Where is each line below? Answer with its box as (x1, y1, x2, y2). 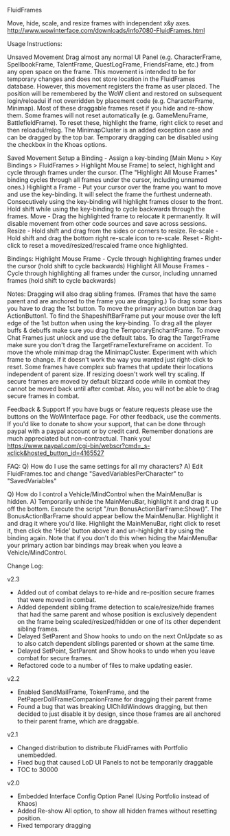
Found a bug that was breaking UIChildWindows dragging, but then (16, 703, 208, 710)
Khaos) (16, 800, 38, 807)
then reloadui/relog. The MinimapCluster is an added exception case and (7, 126, 214, 134)
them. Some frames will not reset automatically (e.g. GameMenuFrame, (7, 111, 209, 119)
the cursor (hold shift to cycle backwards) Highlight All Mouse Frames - (7, 262, 209, 270)
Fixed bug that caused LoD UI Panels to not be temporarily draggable (16, 758, 214, 766)
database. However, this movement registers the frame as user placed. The (7, 82, 220, 90)
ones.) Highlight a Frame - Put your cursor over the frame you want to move (7, 183, 222, 191)
